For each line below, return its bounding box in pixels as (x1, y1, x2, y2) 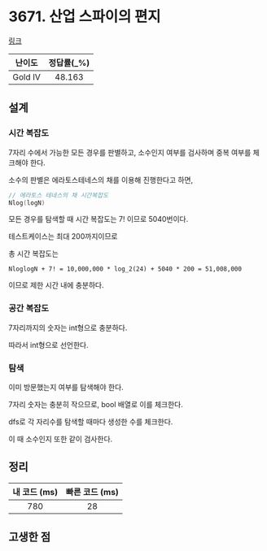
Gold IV (12, 71, 41, 82)
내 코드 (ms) (12, 486, 59, 497)
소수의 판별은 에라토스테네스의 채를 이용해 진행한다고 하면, (8, 175, 194, 184)
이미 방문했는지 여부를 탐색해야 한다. (8, 382, 124, 392)
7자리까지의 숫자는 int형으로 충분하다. (8, 323, 128, 332)
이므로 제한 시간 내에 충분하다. (8, 280, 104, 290)
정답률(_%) (48, 57, 90, 68)
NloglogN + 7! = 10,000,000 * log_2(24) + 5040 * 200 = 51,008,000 (8, 265, 243, 273)
